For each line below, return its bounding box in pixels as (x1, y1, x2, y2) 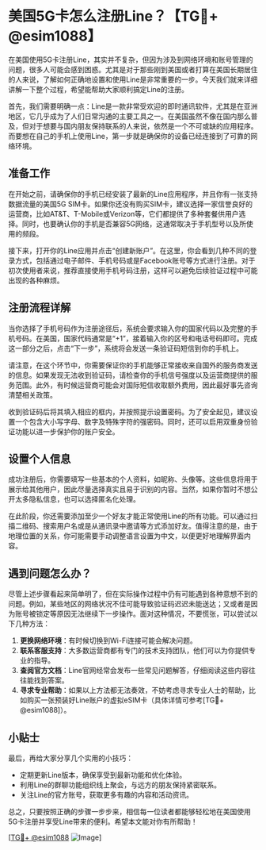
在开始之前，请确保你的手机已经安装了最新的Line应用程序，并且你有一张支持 (8, 189, 258, 198)
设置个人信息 (8, 452, 71, 465)
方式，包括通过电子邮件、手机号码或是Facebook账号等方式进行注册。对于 (14, 256, 256, 265)
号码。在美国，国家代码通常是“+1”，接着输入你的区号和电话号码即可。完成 (14, 333, 258, 343)
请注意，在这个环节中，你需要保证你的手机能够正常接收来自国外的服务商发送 (8, 360, 258, 370)
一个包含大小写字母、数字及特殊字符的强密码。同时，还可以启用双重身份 (14, 417, 251, 426)
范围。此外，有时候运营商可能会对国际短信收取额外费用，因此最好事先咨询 (14, 380, 258, 390)
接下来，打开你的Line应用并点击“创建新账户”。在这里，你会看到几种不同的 (8, 245, 251, 255)
